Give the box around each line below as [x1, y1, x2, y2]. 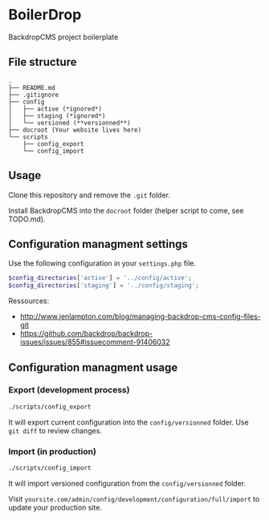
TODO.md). [8, 214, 46, 224]
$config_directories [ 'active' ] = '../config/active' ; [8, 274, 193, 282]
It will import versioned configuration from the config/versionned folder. [8, 478, 247, 488]
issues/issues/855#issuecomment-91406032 [19, 337, 170, 347]
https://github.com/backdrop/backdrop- [19, 329, 153, 339]
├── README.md [8, 83, 56, 91]
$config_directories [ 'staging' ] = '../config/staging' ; [8, 282, 199, 290]
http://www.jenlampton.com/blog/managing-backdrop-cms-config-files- [19, 311, 261, 322]
